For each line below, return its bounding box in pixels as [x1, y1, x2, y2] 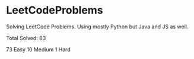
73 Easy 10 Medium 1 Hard [6, 45, 71, 53]
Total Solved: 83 [6, 34, 46, 41]
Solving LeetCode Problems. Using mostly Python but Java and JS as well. [6, 23, 189, 30]
